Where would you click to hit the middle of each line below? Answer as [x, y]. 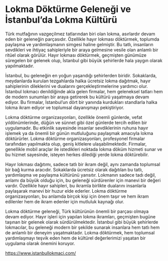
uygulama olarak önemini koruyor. [40, 243]
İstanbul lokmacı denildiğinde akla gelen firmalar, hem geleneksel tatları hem [84, 91]
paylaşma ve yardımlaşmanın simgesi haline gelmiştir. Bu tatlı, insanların [79, 44]
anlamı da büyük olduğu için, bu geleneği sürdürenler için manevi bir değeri [83, 180]
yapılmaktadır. [20, 66]
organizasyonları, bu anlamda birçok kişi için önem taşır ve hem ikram [77, 196]
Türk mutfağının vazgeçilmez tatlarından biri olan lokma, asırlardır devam [80, 34]
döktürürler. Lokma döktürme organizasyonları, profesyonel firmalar [75, 139]
